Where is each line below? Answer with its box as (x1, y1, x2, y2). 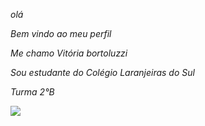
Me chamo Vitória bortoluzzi (10, 47, 128, 59)
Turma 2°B (10, 86, 55, 98)
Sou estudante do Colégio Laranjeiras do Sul (10, 67, 195, 78)
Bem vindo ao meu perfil (10, 28, 112, 39)
